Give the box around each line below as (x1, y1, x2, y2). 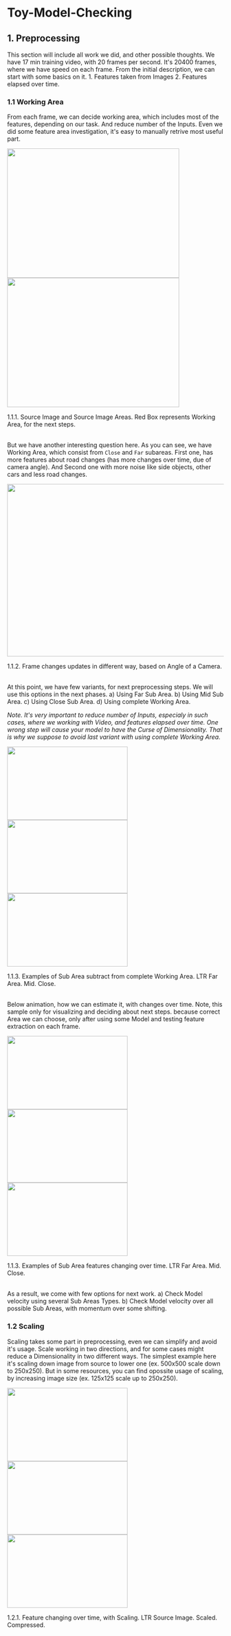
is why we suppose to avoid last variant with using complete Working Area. (7, 733, 221, 741)
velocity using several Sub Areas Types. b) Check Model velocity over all (7, 1297, 214, 1305)
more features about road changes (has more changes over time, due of (7, 455, 212, 464)
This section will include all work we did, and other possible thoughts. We (7, 50, 215, 59)
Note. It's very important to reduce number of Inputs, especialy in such (7, 711, 208, 719)
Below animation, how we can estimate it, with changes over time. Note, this (7, 1001, 223, 1009)
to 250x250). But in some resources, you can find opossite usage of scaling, (7, 1366, 223, 1374)
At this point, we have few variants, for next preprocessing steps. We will (7, 683, 213, 691)
